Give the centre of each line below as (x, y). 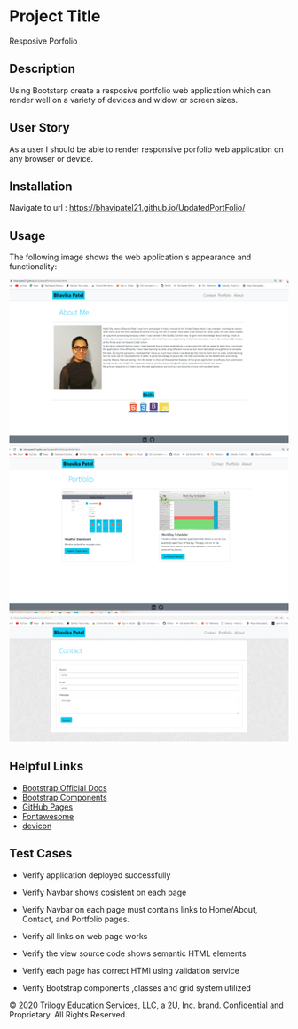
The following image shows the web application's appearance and (130, 257)
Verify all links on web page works (85, 936)
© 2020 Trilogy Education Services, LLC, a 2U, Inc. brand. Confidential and (146, 1005)
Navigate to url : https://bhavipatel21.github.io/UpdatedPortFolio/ (127, 208)
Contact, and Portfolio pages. (76, 919)
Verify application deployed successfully (96, 875)
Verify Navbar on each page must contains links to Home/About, (140, 909)
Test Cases (41, 854)
